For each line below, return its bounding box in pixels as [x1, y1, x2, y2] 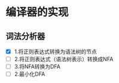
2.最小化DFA [14, 70, 45, 78]
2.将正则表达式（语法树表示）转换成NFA [14, 56, 114, 63]
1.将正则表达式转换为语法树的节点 [14, 48, 97, 55]
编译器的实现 [5, 5, 69, 19]
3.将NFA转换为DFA [14, 63, 61, 70]
